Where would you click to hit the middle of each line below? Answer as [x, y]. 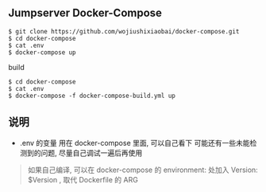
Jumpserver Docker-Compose [85, 13]
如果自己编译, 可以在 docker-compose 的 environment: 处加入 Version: [143, 170]
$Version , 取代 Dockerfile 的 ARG [83, 179]
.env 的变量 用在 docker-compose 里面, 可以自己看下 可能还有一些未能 [135, 143]
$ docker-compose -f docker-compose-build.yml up [92, 96]
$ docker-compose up [42, 52]
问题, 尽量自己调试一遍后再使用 [92, 153]
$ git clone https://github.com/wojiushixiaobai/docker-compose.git [124, 31]
